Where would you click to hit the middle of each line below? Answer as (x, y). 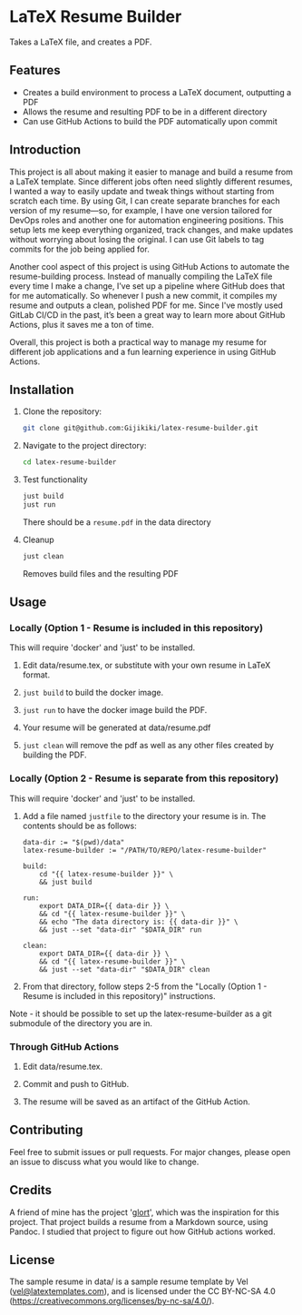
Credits (31, 1190)
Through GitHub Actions (64, 1046)
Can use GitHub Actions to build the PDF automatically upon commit (150, 121)
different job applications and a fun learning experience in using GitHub (143, 351)
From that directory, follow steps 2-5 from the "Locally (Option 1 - (145, 986)
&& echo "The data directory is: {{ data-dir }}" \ (139, 922)
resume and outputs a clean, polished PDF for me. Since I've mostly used (146, 305)
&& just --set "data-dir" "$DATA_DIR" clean (125, 969)
